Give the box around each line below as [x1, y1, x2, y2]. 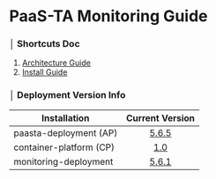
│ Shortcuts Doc [9, 38, 81, 50]
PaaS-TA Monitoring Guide [9, 6, 208, 26]
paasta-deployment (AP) [13, 126, 118, 138]
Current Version [126, 112, 196, 124]
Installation [41, 112, 90, 124]
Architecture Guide [21, 57, 91, 68]
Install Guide [21, 67, 68, 78]
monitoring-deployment [13, 155, 114, 168]
